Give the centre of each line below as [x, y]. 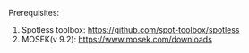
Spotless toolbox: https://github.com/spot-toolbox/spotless [130, 30]
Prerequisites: [34, 13]
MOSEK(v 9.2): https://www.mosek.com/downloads [116, 39]
